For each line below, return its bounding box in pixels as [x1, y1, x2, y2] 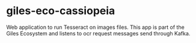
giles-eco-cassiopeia [6, 4, 115, 18]
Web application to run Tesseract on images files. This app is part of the [6, 24, 185, 31]
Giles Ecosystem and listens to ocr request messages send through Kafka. [6, 29, 191, 37]
